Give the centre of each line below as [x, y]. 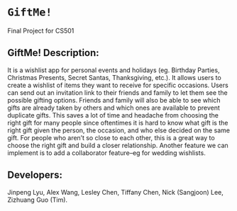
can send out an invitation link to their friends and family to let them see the [118, 92]
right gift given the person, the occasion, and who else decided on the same [119, 130]
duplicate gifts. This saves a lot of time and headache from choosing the [113, 115]
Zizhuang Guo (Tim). [38, 200]
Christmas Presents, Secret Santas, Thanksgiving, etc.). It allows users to [114, 77]
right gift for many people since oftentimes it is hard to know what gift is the [118, 122]
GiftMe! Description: [53, 53]
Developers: [35, 175]
